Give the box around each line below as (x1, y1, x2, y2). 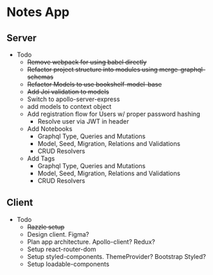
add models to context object (27, 103, 112, 110)
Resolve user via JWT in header (37, 117, 130, 126)
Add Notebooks (27, 125, 73, 133)
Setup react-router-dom (27, 245, 96, 253)
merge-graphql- (159, 66, 206, 73)
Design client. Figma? (27, 230, 89, 238)
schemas (27, 73, 54, 81)
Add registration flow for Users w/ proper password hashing (27, 110, 200, 118)
